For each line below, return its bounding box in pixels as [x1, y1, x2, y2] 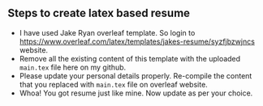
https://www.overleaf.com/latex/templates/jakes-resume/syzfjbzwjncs [19, 36, 255, 46]
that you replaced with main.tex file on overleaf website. [19, 79, 208, 89]
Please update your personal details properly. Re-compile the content [19, 70, 252, 80]
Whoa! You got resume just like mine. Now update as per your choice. [19, 88, 253, 98]
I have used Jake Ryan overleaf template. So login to [19, 28, 196, 37]
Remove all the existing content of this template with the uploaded [19, 53, 241, 63]
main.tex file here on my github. [19, 62, 127, 72]
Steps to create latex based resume [7, 6, 191, 20]
